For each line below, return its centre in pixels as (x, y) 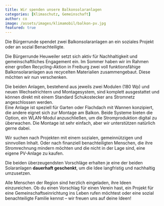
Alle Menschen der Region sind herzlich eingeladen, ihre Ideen (68, 183)
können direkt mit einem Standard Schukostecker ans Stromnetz (70, 97)
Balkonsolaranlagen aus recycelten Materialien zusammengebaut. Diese (78, 72)
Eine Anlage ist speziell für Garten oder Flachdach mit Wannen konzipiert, (79, 108)
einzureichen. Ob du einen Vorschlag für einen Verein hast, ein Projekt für (79, 188)
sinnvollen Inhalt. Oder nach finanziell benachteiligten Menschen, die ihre (79, 143)
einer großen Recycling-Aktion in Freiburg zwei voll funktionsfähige (73, 67)
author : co (16, 19)
